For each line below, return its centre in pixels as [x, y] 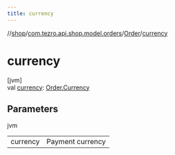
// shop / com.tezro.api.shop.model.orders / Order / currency [87, 33]
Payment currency [76, 142]
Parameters [33, 108]
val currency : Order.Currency [49, 87]
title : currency [30, 13]
